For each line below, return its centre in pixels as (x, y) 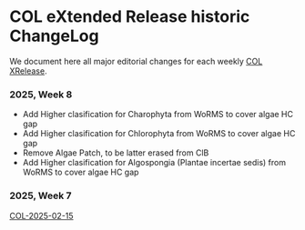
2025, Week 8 (41, 95)
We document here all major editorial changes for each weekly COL (136, 61)
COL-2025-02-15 (42, 215)
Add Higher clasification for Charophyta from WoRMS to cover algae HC (158, 115)
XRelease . (28, 71)
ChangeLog (54, 36)
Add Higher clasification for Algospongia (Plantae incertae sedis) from (154, 163)
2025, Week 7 (41, 195)
